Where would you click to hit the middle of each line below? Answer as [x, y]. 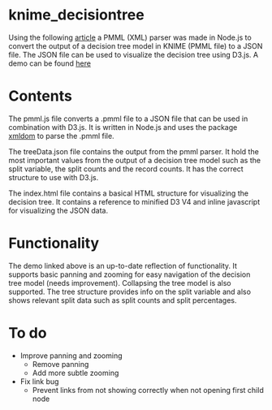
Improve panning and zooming [71, 356]
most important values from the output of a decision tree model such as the [135, 160]
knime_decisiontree [76, 15]
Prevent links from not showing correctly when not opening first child [148, 390]
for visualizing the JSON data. [58, 210]
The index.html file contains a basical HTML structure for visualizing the [129, 193]
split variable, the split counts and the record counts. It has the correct [126, 169]
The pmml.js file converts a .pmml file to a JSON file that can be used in [128, 119]
